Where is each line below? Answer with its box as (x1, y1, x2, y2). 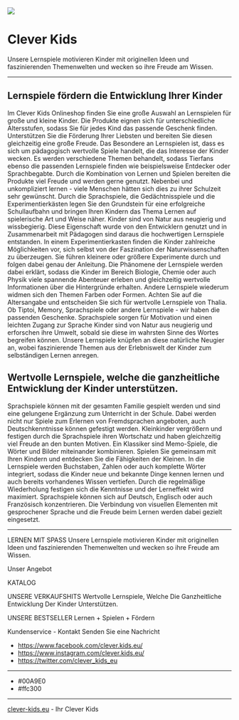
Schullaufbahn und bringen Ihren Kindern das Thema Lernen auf (7, 207, 197, 216)
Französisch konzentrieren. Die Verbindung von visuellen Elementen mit (7, 500, 218, 508)
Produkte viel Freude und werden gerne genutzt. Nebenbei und (7, 177, 193, 185)
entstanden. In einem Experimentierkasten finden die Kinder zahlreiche (7, 237, 216, 246)
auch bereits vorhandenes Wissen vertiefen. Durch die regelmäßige (7, 477, 206, 486)
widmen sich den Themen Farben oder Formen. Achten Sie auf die (7, 290, 203, 298)
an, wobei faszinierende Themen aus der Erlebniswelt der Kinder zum (7, 343, 212, 352)
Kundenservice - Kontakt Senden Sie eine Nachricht (7, 627, 160, 636)
